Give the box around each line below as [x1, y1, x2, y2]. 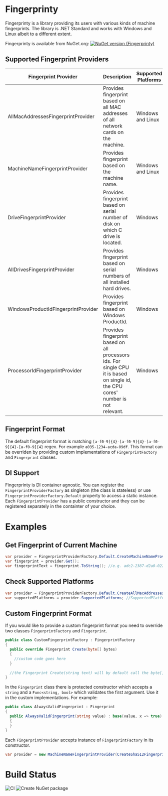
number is [103, 395, 126, 402]
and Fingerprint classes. [5, 454, 57, 460]
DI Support [5, 468, 39, 477]
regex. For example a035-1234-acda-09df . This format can [44, 443, 163, 450]
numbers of [103, 272, 130, 279]
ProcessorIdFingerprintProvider [7, 367, 82, 374]
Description [103, 73, 131, 80]
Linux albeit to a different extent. [5, 31, 72, 37]
